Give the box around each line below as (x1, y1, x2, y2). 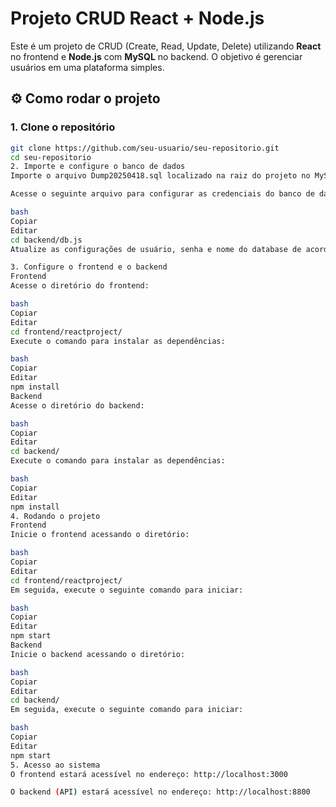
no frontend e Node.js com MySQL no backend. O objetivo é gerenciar (10, 50, 303, 62)
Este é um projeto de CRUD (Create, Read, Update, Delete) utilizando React (10, 40, 322, 52)
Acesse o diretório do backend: (10, 400, 145, 411)
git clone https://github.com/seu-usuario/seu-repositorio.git (10, 143, 280, 153)
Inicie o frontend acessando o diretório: (10, 530, 190, 540)
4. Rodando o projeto (10, 511, 101, 521)
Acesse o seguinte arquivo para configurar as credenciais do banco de (10, 189, 315, 199)
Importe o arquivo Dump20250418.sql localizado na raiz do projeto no (10, 171, 311, 181)
